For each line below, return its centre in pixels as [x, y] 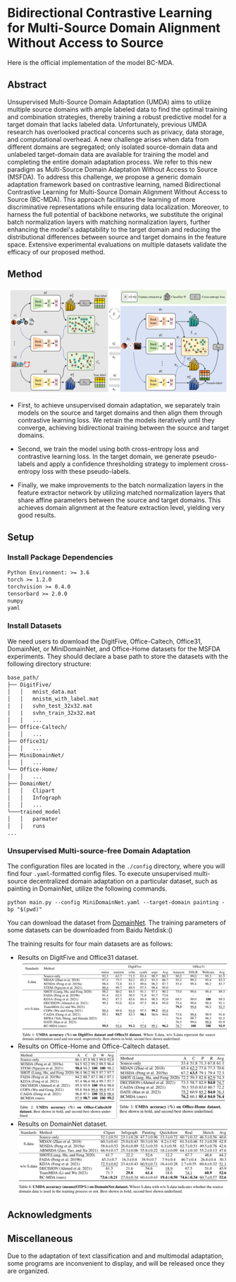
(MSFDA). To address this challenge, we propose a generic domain [105, 177]
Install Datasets [35, 626]
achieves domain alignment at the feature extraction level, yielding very [121, 507]
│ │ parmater [33, 819]
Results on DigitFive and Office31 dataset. [78, 958]
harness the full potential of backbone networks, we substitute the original [115, 214]
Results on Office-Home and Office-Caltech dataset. [94, 1046]
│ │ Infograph [34, 797]
